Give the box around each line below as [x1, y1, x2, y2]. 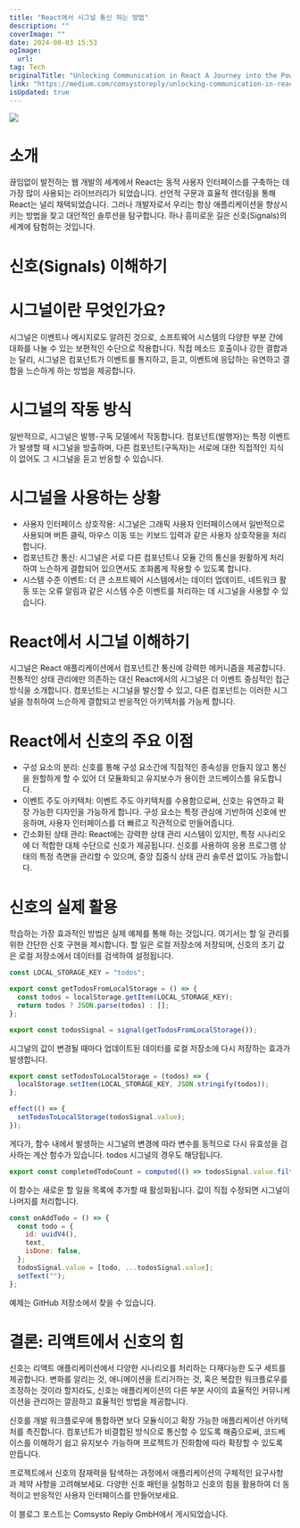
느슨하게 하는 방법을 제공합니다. [25, 365, 136, 376]
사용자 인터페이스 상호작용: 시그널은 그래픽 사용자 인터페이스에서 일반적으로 [21, 519, 286, 529]
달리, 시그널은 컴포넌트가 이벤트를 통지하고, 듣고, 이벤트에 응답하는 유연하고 [18, 353, 281, 364]
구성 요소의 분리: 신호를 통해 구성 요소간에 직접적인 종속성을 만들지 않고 [21, 762, 271, 773]
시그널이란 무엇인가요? [9, 300, 166, 320]
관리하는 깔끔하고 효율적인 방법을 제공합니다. [32, 1396, 188, 1407]
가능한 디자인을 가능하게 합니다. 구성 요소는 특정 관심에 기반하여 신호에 [31, 807, 278, 818]
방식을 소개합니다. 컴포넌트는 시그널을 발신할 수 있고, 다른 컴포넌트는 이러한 [9, 685, 271, 696]
